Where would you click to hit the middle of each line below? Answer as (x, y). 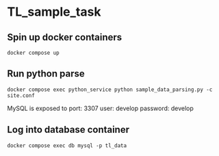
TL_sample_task (54, 12)
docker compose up (33, 53)
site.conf (21, 95)
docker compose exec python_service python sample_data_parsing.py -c (110, 90)
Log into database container (68, 130)
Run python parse (46, 74)
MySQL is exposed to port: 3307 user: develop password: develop (100, 108)
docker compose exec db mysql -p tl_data (67, 145)
